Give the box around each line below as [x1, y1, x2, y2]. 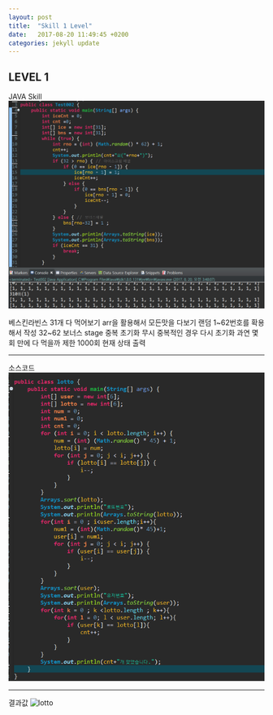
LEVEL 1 [8, 70, 49, 84]
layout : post [8, 13, 53, 21]
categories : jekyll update [8, 39, 100, 47]
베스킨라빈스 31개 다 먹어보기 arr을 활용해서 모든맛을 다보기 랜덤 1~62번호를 [8, 318, 250, 327]
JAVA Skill [8, 92, 42, 102]
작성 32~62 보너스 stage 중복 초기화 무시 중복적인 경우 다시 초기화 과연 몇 [23, 328, 259, 338]
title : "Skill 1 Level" [8, 21, 93, 30]
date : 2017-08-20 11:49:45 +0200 [8, 30, 129, 38]
